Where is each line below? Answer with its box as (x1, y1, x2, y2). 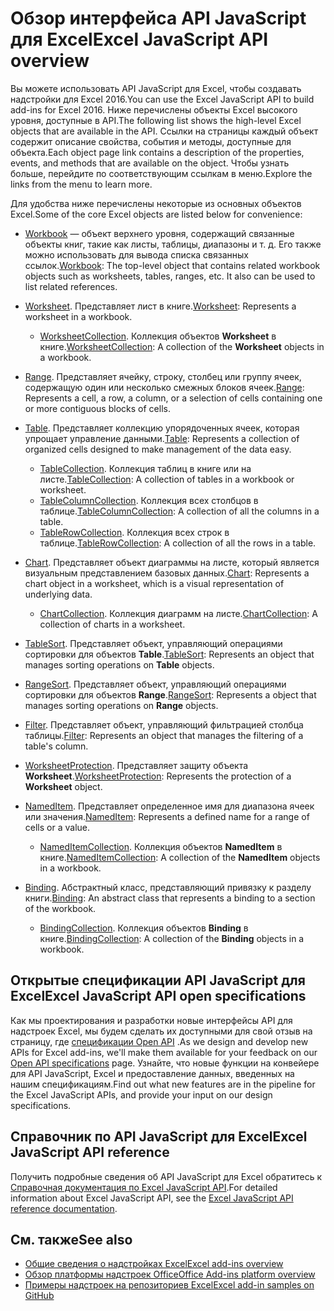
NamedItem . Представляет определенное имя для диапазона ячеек (24, 800, 315, 812)
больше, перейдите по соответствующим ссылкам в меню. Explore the (10, 167, 313, 179)
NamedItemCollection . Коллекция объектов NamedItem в (39, 840, 283, 852)
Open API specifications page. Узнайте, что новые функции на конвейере (10, 1057, 320, 1069)
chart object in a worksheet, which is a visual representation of (24, 577, 285, 589)
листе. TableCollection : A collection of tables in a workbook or (39, 473, 295, 485)
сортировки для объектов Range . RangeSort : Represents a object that (24, 688, 317, 701)
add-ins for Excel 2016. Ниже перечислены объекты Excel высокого (10, 103, 298, 116)
